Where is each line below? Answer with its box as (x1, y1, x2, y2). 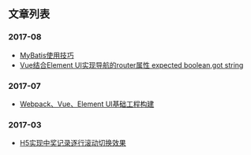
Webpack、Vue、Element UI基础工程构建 (19, 99, 155, 109)
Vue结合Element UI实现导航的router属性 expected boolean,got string (19, 60, 244, 69)
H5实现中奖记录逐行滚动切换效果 (19, 138, 126, 148)
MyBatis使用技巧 (19, 50, 74, 60)
